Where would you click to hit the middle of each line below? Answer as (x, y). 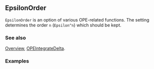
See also (15, 38)
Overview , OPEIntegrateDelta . (35, 48)
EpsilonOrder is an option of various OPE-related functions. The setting (77, 20)
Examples (17, 61)
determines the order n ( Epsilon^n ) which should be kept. (63, 25)
